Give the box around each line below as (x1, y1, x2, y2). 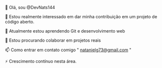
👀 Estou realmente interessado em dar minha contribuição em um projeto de (5, 14, 158, 19)
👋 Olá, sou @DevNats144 (5, 5, 55, 10)
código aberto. (5, 19, 35, 24)
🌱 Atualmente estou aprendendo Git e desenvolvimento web (5, 28, 125, 34)
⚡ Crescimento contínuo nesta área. (5, 58, 77, 64)
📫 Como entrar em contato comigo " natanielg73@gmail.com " (5, 47, 132, 53)
